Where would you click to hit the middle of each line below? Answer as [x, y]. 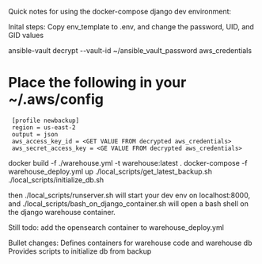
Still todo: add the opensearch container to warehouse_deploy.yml [116, 227]
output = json [35, 134]
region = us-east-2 [44, 127]
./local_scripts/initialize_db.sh [56, 180]
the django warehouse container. [62, 212]
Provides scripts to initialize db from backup [80, 251]
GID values [26, 35]
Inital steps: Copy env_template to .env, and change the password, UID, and [131, 27]
